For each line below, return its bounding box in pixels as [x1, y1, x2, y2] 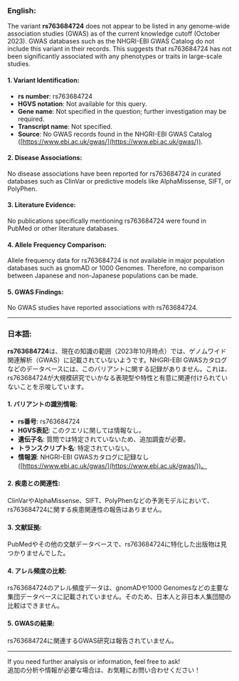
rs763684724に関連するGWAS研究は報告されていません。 [7, 636, 178, 645]
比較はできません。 [7, 601, 64, 610]
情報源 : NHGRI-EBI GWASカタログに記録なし [17, 453, 149, 461]
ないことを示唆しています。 [7, 382, 88, 391]
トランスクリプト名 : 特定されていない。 [17, 443, 134, 452]
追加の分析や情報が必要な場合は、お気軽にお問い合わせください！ [7, 665, 201, 674]
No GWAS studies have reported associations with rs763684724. [7, 303, 198, 312]
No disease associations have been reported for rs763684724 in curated [7, 169, 221, 178]
